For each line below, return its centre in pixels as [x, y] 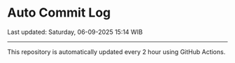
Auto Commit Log [59, 13]
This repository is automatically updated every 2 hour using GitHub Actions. [116, 52]
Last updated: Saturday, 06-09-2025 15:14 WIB [75, 32]
